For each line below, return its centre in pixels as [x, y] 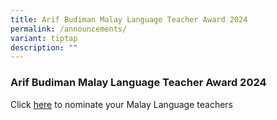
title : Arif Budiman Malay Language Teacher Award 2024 [129, 19]
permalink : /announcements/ [69, 29]
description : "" [44, 47]
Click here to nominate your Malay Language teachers [121, 104]
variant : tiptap [44, 38]
